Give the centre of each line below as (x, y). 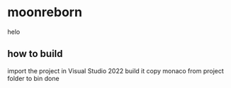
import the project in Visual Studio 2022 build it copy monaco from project (116, 70)
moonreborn (45, 12)
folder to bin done (33, 78)
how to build (35, 54)
